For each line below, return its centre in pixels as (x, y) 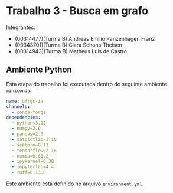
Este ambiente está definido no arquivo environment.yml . (75, 184)
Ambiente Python (39, 70)
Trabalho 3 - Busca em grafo (77, 11)
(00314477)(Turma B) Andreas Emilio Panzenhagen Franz (85, 38)
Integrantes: (21, 27)
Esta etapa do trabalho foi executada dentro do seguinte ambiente (86, 84)
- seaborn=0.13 (30, 145)
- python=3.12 (29, 123)
